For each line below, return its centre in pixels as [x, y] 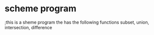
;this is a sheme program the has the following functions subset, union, [77, 22]
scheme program [41, 9]
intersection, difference [28, 27]
